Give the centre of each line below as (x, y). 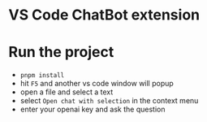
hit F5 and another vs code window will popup (97, 84)
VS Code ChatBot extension (104, 15)
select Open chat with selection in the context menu (109, 101)
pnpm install (42, 76)
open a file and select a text (67, 92)
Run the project (61, 52)
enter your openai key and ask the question (93, 109)
